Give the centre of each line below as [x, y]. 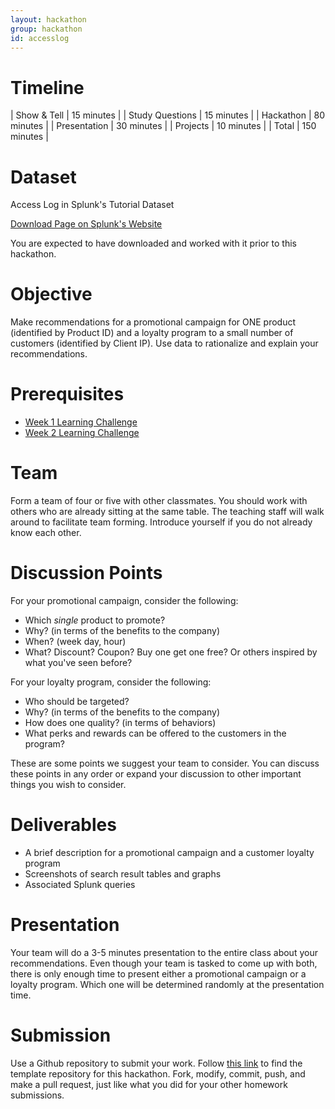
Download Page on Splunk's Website [86, 224]
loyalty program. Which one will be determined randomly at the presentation [167, 984]
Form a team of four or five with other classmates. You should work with [159, 501]
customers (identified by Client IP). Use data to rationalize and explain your [164, 343]
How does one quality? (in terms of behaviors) [120, 722]
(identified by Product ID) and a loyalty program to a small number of [152, 333]
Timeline [47, 87]
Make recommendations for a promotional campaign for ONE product [153, 322]
